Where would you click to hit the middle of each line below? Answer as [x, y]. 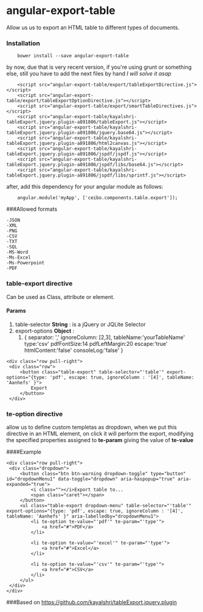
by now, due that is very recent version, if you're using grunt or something [99, 67]
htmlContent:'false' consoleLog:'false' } [74, 350]
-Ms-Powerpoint [26, 263]
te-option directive [35, 413]
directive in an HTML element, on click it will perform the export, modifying [100, 434]
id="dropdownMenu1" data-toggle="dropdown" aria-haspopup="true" [91, 479]
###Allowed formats [32, 209]
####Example [24, 452]
